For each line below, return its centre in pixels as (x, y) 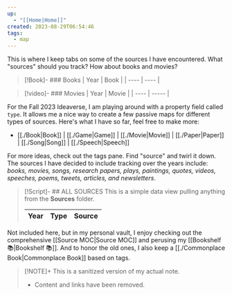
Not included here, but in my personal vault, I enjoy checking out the (105, 233)
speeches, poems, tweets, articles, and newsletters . (81, 178)
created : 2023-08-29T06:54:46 (51, 26)
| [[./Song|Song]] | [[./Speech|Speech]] (73, 142)
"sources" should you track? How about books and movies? (92, 67)
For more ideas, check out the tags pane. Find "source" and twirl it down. (112, 156)
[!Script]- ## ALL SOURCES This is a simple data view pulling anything (125, 192)
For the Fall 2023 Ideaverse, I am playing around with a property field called (115, 107)
